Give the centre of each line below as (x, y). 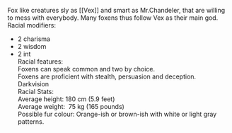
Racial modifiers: (32, 25)
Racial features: (40, 62)
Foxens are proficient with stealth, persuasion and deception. (107, 76)
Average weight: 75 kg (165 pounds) (71, 106)
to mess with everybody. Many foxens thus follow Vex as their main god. (113, 18)
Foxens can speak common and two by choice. (86, 69)
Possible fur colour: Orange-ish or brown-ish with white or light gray (117, 114)
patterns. (31, 122)
